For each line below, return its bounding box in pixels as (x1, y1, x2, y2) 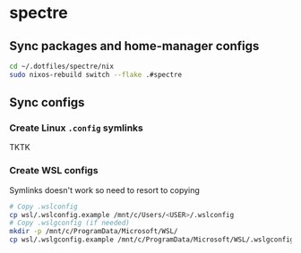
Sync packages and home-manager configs (9, 38, 260, 54)
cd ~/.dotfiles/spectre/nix (9, 62, 115, 71)
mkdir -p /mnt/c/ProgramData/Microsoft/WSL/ (9, 227, 178, 236)
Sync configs (9, 95, 85, 110)
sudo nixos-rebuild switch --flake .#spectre (9, 70, 182, 79)
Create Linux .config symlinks (9, 122, 143, 134)
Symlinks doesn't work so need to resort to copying (9, 184, 200, 195)
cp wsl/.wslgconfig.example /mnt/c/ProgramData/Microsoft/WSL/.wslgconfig (9, 235, 295, 244)
